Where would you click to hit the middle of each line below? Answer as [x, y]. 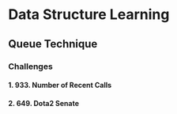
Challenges [30, 66]
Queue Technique [53, 44]
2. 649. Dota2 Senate [44, 103]
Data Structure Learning [89, 15]
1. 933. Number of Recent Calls [60, 85]
